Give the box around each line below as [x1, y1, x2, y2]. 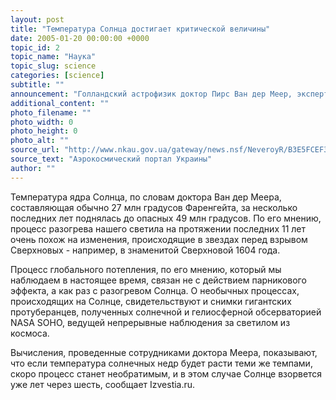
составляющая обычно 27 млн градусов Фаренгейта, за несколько [10, 201, 298, 213]
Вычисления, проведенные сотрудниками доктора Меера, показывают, [10, 346, 318, 358]
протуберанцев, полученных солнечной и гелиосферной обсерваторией [10, 306, 322, 318]
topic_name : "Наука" [10, 52, 97, 62]
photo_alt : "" [10, 136, 70, 146]
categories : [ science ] [10, 71, 105, 81]
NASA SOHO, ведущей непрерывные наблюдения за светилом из [10, 316, 291, 328]
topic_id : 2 [10, 42, 60, 53]
